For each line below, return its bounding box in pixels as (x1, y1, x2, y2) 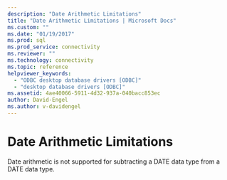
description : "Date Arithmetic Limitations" (7, 10, 142, 18)
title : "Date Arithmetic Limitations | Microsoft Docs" (7, 17, 176, 24)
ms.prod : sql (7, 37, 46, 44)
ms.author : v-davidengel (7, 103, 81, 110)
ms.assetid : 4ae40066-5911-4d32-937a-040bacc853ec (7, 90, 161, 97)
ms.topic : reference (7, 63, 69, 70)
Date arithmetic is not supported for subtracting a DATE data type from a (7, 157, 221, 166)
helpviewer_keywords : (7, 70, 72, 77)
